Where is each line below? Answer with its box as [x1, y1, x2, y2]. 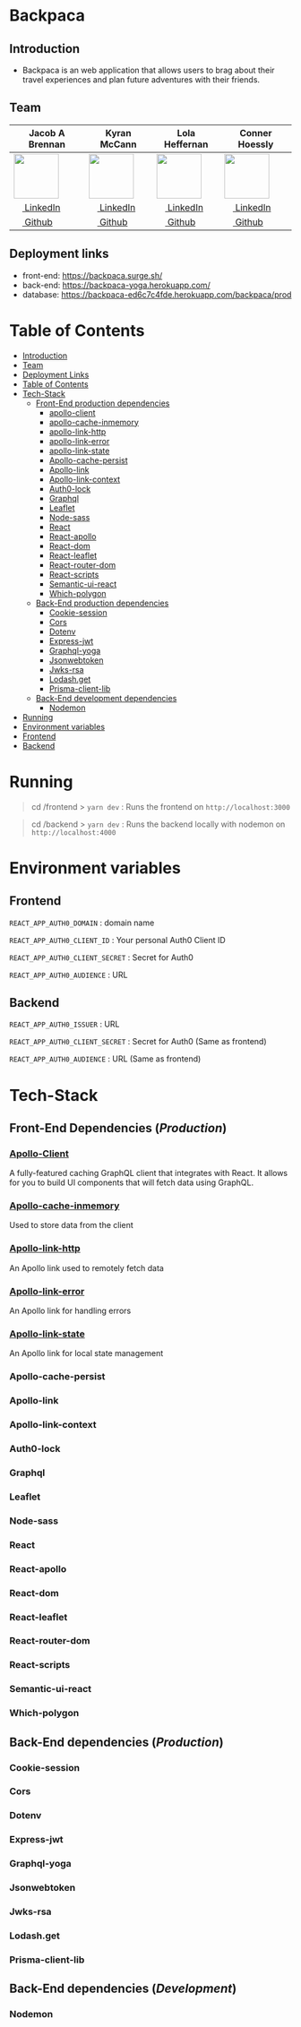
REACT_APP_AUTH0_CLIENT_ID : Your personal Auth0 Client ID [9, 934, 226, 945]
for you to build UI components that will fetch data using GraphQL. [9, 1177, 254, 1188]
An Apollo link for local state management [9, 1348, 164, 1359]
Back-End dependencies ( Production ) [9, 1734, 224, 1749]
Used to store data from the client [9, 1220, 134, 1231]
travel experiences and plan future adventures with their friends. [21, 74, 261, 85]
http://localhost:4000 [30, 828, 116, 837]
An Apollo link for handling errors [9, 1305, 132, 1317]
